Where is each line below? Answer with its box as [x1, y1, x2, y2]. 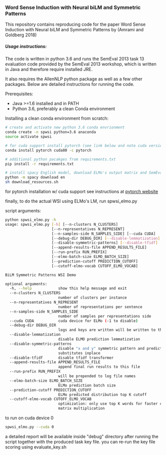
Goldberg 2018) [5, 32, 37, 38]
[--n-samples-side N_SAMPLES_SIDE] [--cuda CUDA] [51, 231, 156, 236]
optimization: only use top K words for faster [58, 401, 158, 406]
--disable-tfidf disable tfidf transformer [9, 355, 114, 360]
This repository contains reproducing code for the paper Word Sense [5, 21, 146, 27]
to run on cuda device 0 [5, 415, 54, 421]
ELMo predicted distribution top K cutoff [58, 392, 147, 397]
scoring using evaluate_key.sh [5, 444, 67, 450]
